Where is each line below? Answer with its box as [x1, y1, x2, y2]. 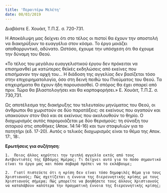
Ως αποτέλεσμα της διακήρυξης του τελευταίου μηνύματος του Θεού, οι [5, 102, 156, 108]
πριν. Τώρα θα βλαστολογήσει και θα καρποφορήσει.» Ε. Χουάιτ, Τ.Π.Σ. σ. [5, 87, 158, 93]
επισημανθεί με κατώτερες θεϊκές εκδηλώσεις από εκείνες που [5, 65, 137, 72]
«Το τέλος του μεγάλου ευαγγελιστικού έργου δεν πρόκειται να [5, 61, 138, 66]
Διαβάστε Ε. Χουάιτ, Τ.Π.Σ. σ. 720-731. [5, 25, 84, 31]
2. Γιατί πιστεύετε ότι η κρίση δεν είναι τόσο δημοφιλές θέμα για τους [5, 170, 162, 175]
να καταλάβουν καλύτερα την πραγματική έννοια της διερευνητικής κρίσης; [5, 183, 162, 188]
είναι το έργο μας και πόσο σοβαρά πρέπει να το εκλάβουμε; [5, 161, 133, 166]
